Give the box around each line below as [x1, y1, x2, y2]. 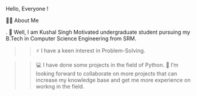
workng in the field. [35, 83, 85, 90]
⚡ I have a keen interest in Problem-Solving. [35, 47, 145, 54]
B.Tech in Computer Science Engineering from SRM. [5, 35, 137, 42]
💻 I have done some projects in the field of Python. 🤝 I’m [35, 62, 179, 68]
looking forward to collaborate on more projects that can [35, 70, 178, 77]
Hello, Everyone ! [5, 5, 49, 12]
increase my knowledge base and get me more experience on [35, 77, 191, 83]
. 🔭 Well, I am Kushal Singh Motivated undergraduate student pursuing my [5, 28, 191, 36]
